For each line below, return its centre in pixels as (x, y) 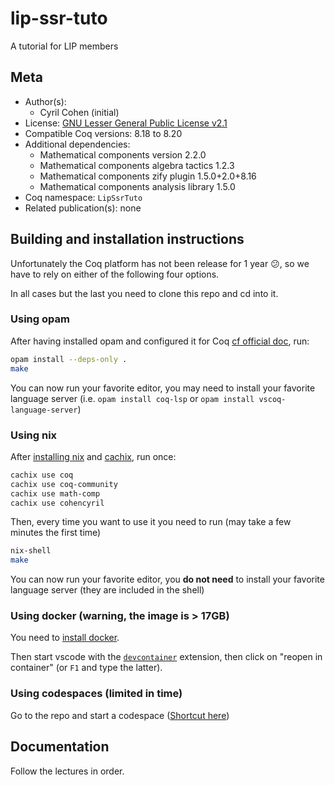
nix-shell (31, 551)
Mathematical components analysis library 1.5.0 (137, 186)
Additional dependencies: (77, 144)
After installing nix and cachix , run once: (93, 456)
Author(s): (45, 101)
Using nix (34, 435)
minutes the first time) (56, 533)
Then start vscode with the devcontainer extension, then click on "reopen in (166, 657)
